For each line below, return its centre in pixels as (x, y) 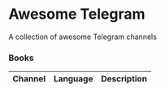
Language (73, 79)
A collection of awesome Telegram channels (82, 37)
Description (124, 79)
